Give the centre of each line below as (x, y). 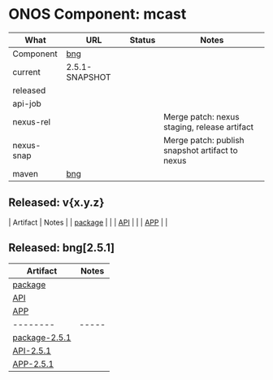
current (26, 72)
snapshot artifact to (201, 150)
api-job (27, 103)
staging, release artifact (209, 127)
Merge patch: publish (204, 140)
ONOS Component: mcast (97, 14)
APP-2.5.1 (33, 364)
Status (143, 40)
